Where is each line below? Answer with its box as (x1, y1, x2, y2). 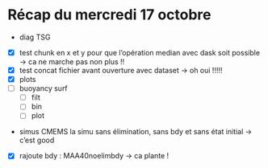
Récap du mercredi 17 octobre (7, 6, 211, 24)
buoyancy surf (19, 84, 68, 93)
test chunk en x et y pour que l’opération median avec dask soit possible (19, 47, 260, 57)
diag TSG (19, 32, 51, 42)
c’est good (19, 135, 55, 145)
